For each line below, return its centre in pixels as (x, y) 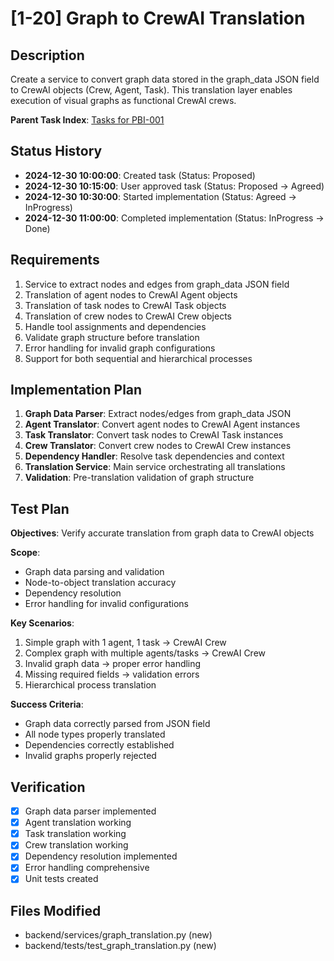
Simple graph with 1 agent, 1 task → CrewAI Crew (125, 643)
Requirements (55, 260)
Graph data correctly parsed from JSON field (117, 724)
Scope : (25, 553)
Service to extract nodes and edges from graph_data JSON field (157, 284)
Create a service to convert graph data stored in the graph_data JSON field (165, 79)
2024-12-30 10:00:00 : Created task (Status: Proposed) (140, 175)
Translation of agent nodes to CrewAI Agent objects (131, 294)
